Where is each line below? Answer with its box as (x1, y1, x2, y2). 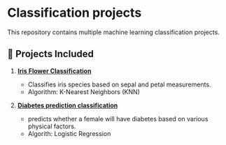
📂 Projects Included (7, 48, 94, 60)
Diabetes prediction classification (17, 101, 118, 109)
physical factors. (27, 122, 76, 130)
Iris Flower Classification (17, 66, 92, 75)
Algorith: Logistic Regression (27, 129, 111, 137)
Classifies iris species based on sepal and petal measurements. (27, 80, 211, 89)
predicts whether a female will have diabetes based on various (27, 114, 209, 123)
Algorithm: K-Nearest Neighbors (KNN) (27, 87, 140, 96)
